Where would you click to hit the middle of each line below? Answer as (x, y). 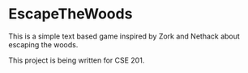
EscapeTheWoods (71, 14)
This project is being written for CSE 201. (77, 60)
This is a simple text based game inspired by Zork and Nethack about (124, 36)
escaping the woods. (43, 44)
